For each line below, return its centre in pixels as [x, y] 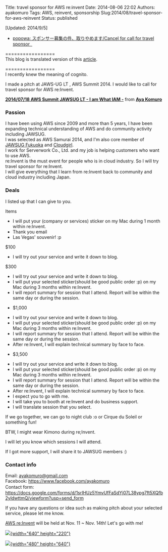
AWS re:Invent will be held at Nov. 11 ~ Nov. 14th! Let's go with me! [74, 523]
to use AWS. [18, 156]
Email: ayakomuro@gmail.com [37, 476]
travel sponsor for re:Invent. [34, 166]
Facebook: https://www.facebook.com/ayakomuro [58, 481]
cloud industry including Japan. [38, 177]
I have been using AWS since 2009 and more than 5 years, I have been [79, 123]
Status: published [59, 18]
